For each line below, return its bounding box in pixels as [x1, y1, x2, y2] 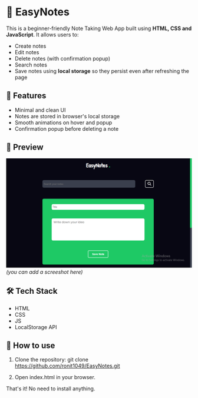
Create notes [14, 42, 47, 49]
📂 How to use [6, 341, 55, 351]
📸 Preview [6, 142, 44, 152]
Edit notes [14, 48, 39, 55]
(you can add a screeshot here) [6, 268, 83, 276]
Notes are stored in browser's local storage [14, 112, 120, 120]
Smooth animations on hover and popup [14, 119, 113, 126]
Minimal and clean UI [14, 106, 66, 114]
